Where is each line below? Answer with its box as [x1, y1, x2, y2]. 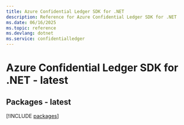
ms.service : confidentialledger [6, 36, 85, 42]
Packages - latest [6, 97, 71, 107]
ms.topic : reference [6, 25, 57, 31]
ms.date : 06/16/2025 [6, 19, 57, 25]
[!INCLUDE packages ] [6, 113, 59, 119]
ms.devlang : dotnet [6, 31, 54, 36]
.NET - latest [6, 74, 69, 87]
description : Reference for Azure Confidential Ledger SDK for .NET [6, 14, 177, 20]
